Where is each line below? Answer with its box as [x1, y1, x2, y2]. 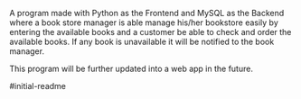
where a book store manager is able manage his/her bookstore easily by [9, 17, 278, 28]
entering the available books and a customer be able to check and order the [9, 27, 292, 37]
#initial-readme [9, 81, 66, 91]
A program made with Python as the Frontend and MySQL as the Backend [9, 8, 285, 18]
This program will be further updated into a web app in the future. [9, 63, 253, 74]
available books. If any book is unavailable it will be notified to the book [9, 36, 275, 47]
